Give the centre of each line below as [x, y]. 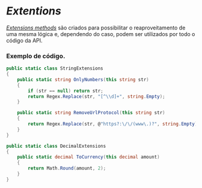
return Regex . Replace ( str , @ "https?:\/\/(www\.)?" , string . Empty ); [114, 124]
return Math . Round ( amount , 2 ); [67, 168]
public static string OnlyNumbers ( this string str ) [83, 79]
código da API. [25, 40]
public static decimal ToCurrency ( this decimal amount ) [89, 157]
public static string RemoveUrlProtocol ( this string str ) [91, 113]
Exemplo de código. [36, 56]
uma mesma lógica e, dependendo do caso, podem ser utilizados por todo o [101, 34]
